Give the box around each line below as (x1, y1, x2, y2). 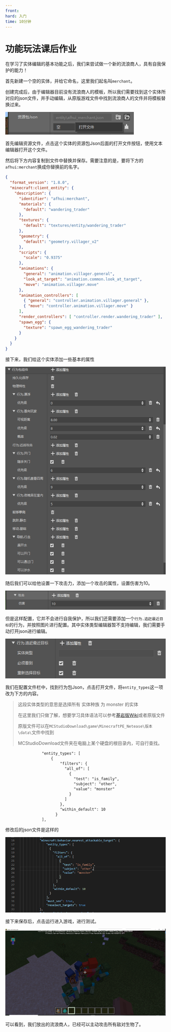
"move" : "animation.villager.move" (23, 282, 99, 287)
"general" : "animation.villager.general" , (23, 271, 115, 277)
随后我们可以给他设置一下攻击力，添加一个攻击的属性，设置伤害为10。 (5, 580, 153, 586)
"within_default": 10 (60, 807, 106, 812)
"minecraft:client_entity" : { (10, 186, 74, 191)
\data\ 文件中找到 (17, 729, 54, 735)
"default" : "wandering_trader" (23, 207, 90, 212)
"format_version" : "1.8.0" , (10, 180, 70, 185)
